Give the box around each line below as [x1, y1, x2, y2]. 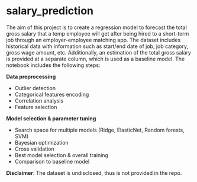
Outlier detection [14, 84, 56, 91]
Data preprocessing [6, 73, 56, 80]
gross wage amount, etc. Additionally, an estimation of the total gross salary [6, 49, 191, 56]
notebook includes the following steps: [6, 61, 101, 69]
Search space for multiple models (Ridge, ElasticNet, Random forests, [14, 126, 185, 133]
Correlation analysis [14, 97, 64, 104]
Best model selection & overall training [14, 151, 108, 158]
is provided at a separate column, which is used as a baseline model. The [6, 55, 185, 62]
